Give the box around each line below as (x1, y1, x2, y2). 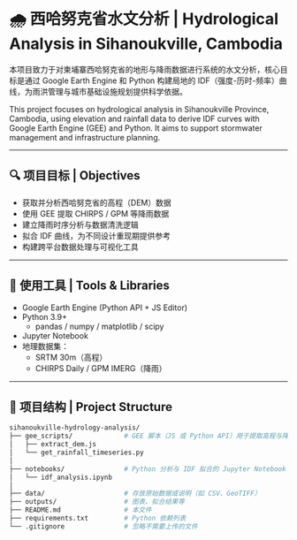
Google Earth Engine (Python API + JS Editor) (21, 302, 188, 313)
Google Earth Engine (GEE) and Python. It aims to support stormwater (9, 122, 263, 133)
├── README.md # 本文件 (9, 506, 152, 514)
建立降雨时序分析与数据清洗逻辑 (21, 219, 139, 230)
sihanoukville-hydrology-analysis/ (9, 423, 141, 432)
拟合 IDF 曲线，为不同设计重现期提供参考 (21, 230, 171, 240)
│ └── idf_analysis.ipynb (9, 473, 113, 482)
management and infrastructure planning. (9, 132, 161, 142)
